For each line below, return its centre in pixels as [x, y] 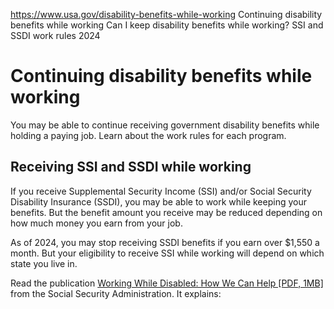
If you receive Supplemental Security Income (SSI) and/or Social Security [161, 191]
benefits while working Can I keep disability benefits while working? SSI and [167, 25]
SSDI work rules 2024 [55, 35]
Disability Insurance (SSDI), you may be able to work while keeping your [158, 201]
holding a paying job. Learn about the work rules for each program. [148, 135]
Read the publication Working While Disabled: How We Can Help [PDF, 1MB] [167, 283]
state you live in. [44, 263]
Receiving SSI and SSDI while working [131, 167]
